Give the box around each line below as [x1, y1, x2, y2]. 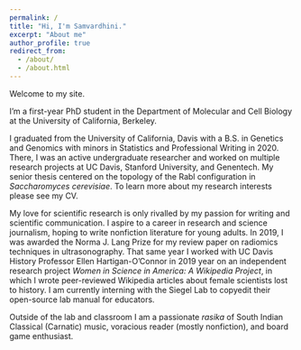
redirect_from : [9, 47, 67, 56]
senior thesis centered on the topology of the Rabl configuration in [9, 170, 256, 181]
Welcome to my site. [9, 87, 86, 99]
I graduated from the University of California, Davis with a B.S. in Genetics [9, 133, 284, 143]
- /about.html [17, 64, 70, 73]
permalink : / [9, 13, 59, 23]
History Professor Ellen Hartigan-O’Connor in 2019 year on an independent [9, 255, 287, 266]
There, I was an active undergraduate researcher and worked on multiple [9, 152, 280, 162]
